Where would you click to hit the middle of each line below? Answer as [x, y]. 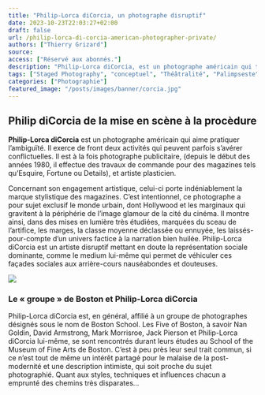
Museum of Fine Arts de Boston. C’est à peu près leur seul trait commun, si [130, 350]
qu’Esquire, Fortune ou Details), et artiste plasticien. [92, 173]
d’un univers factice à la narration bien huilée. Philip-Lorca [147, 239]
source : [21, 52]
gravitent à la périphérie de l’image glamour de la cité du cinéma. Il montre [129, 214]
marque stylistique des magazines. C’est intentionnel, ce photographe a [125, 197]
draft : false [30, 30]
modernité [25, 367]
